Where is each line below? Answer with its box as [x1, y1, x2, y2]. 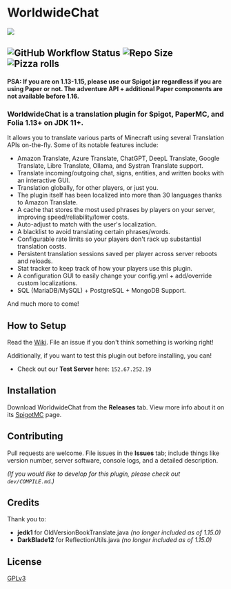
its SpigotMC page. [7, 410, 62, 418]
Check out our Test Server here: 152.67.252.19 [17, 365, 152, 374]
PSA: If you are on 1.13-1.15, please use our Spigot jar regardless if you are [7, 77, 222, 86]
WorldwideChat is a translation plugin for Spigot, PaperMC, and [7, 109, 224, 119]
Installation [7, 385, 57, 396]
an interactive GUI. [17, 176, 70, 184]
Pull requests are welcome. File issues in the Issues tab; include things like [7, 449, 219, 457]
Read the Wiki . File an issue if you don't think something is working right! [7, 338, 214, 347]
